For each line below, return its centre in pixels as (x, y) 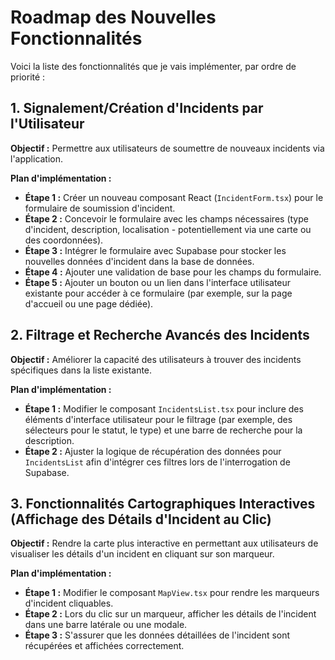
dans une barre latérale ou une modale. (106, 625)
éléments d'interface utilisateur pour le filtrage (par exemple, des (158, 419)
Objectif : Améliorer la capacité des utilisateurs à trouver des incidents (156, 359)
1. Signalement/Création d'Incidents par (137, 108)
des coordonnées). (64, 240)
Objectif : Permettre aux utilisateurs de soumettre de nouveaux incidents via (167, 148)
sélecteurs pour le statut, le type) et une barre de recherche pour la (163, 430)
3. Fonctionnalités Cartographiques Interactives (163, 503)
